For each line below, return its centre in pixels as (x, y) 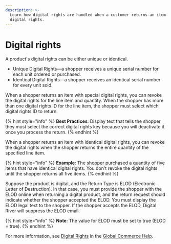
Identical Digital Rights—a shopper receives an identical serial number (87, 80)
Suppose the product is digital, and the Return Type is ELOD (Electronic (81, 184)
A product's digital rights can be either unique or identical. (67, 59)
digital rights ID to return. (31, 112)
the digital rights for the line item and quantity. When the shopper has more (84, 101)
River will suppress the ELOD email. (43, 211)
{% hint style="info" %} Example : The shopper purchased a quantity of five (85, 163)
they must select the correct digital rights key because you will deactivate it (85, 127)
